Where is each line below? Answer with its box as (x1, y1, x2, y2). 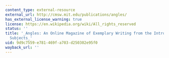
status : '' (5, 26, 28, 31)
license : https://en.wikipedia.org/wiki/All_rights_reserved (5, 21, 136, 27)
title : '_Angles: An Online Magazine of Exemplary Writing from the (5, 31, 152, 36)
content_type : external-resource (5, 7, 75, 13)
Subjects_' (10, 36, 33, 41)
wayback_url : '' (5, 45, 39, 50)
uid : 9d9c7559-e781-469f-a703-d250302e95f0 (5, 40, 98, 45)
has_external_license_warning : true (5, 17, 82, 22)
